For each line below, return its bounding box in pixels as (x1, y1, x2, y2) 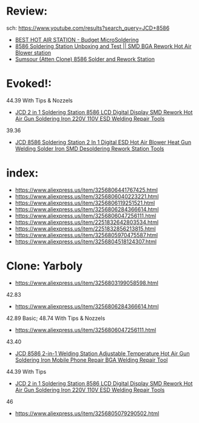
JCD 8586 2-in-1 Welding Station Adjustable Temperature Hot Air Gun (15, 350, 190, 357)
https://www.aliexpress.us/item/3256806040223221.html (15, 192, 159, 200)
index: (6, 166, 39, 180)
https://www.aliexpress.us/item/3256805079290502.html (15, 410, 160, 417)
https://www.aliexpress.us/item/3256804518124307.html (15, 238, 157, 245)
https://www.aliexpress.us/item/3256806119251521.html (15, 199, 155, 206)
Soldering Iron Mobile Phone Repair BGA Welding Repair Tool (15, 356, 168, 364)
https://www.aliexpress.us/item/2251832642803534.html (15, 218, 159, 226)
